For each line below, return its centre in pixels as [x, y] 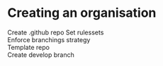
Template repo [28, 47]
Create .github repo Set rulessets [56, 32]
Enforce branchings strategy [49, 39]
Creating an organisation [82, 13]
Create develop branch [41, 55]
